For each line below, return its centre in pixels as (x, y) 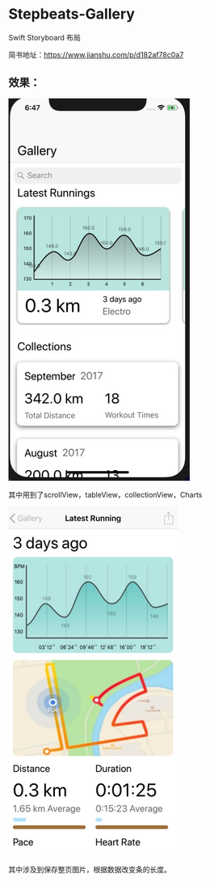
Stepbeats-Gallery (72, 14)
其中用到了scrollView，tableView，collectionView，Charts (105, 494)
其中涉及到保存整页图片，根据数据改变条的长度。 (90, 869)
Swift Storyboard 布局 (44, 37)
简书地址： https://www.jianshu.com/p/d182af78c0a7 (96, 54)
